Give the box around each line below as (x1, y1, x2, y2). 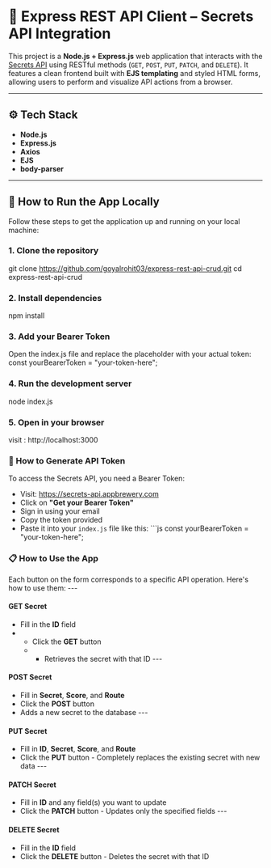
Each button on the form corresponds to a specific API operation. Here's (8, 574, 248, 584)
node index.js (8, 396, 53, 406)
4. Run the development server (8, 378, 132, 389)
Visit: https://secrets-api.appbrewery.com (19, 489, 159, 499)
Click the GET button (31, 637, 102, 646)
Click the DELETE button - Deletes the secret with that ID (19, 851, 210, 861)
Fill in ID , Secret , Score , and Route (19, 744, 136, 754)
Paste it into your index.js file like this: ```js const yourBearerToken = (19, 523, 249, 533)
